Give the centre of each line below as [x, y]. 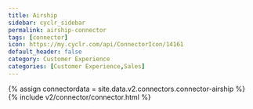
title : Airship [33, 15]
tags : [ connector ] [38, 37]
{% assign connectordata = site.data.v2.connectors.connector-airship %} [127, 89]
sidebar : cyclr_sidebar [47, 23]
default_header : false [45, 52]
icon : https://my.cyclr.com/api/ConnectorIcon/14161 [96, 45]
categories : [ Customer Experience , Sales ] [77, 67]
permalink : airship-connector [58, 30]
